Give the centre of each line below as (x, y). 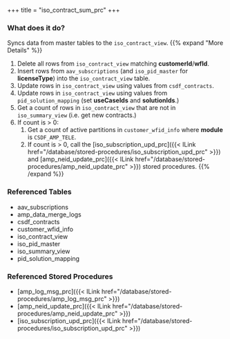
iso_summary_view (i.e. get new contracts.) (77, 115)
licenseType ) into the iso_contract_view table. (84, 78)
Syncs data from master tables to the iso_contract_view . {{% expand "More (115, 43)
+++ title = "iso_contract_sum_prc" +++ (64, 10)
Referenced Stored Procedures (60, 276)
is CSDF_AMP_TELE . (52, 137)
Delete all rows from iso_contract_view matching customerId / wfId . (113, 64)
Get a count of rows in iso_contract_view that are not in (96, 108)
